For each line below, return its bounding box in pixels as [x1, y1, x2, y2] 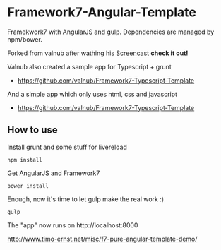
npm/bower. [7, 35, 42, 43]
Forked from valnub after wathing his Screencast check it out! [7, 49, 189, 57]
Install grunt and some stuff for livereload [7, 143, 127, 151]
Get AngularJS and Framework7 [7, 169, 100, 177]
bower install [7, 182, 49, 189]
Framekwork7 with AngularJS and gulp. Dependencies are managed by [7, 28, 215, 36]
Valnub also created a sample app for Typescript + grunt [7, 62, 172, 71]
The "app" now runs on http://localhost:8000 [7, 220, 138, 230]
